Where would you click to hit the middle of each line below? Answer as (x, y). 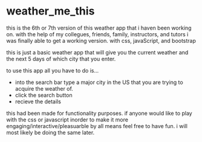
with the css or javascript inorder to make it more (67, 120)
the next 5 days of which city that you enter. (61, 59)
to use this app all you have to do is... (53, 70)
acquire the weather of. (44, 88)
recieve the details (38, 102)
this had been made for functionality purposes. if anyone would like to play (99, 113)
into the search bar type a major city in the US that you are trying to (99, 82)
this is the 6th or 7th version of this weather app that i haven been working (99, 28)
